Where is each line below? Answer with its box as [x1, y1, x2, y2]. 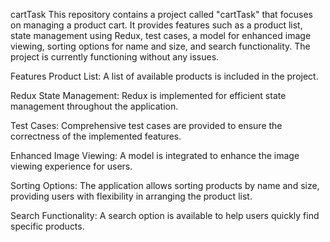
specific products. [10, 220, 85, 232]
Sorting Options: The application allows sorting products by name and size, [10, 180, 320, 191]
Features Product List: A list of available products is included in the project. [10, 70, 319, 82]
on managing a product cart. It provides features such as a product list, [10, 19, 303, 31]
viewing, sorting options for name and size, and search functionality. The [10, 40, 311, 52]
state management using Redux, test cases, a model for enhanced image [10, 30, 312, 41]
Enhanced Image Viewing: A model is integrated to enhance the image [10, 150, 300, 161]
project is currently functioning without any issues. [10, 51, 220, 63]
